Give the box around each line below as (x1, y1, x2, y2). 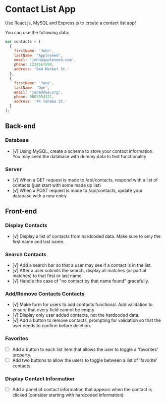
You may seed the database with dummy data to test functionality (12, 153, 147, 159)
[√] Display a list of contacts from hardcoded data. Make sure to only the (12, 233, 161, 239)
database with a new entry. (12, 192, 68, 199)
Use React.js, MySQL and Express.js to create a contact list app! (5, 20, 136, 26)
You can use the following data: (5, 29, 69, 35)
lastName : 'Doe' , (14, 85, 50, 90)
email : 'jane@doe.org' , (14, 90, 63, 95)
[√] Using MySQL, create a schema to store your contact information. (12, 148, 154, 154)
